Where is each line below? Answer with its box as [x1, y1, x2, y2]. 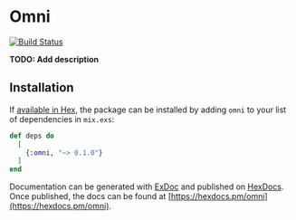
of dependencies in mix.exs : [9, 113, 115, 124]
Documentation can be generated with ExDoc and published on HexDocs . [9, 181, 284, 192]
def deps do [9, 131, 54, 140]
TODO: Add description [9, 53, 100, 64]
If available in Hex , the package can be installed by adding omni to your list [9, 104, 287, 115]
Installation [9, 80, 74, 96]
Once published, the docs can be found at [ [9, 191, 172, 202]
